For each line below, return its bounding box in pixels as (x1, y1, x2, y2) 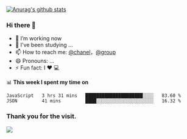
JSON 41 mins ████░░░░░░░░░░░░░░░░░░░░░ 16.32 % (6, 98, 182, 104)
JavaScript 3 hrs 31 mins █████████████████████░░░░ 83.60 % (6, 93, 182, 99)
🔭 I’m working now (15, 35, 62, 42)
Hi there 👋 (6, 21, 37, 29)
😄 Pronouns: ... (15, 57, 55, 65)
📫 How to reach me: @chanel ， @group (15, 49, 116, 56)
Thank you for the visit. (6, 112, 77, 121)
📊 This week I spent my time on (6, 79, 89, 86)
